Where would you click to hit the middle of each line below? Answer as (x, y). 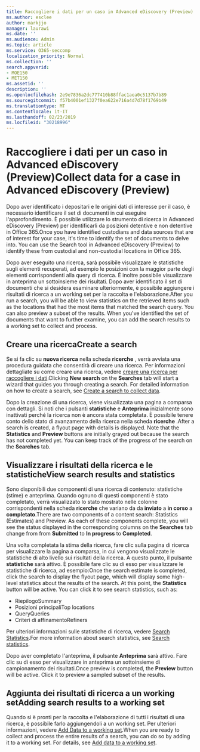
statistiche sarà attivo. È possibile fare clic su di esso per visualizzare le (95, 564)
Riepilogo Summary (38, 601)
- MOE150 (17, 73)
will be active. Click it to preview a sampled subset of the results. (86, 674)
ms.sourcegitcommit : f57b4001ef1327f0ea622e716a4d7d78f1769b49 (87, 100)
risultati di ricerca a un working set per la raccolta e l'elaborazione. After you (99, 294)
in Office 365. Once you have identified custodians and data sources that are (100, 232)
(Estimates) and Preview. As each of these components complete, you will (97, 521)
